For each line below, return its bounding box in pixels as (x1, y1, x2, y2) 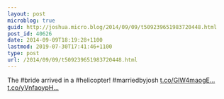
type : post (7, 50, 40, 57)
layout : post (7, 10, 46, 18)
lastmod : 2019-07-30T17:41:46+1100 (7, 43, 113, 50)
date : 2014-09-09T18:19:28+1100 (7, 37, 103, 44)
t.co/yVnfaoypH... (7, 83, 59, 92)
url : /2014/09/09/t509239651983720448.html (7, 57, 138, 64)
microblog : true (7, 17, 55, 24)
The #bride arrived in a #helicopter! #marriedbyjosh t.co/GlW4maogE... (7, 76, 215, 84)
